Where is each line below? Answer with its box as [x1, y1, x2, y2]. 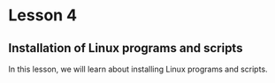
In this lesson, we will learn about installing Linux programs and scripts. [8, 64, 268, 74]
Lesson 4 [8, 5, 78, 26]
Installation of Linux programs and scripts [8, 41, 243, 56]
